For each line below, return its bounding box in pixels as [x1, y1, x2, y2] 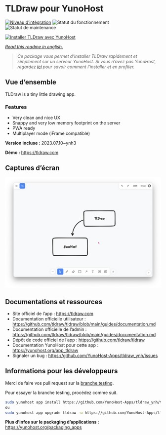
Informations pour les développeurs [5, 367, 118, 375]
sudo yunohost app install [5, 399, 61, 405]
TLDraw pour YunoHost [5, 3, 104, 14]
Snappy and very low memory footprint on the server [12, 120, 121, 126]
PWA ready [12, 125, 36, 131]
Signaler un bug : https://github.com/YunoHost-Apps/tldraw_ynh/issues [12, 353, 158, 358]
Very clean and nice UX [12, 115, 61, 121]
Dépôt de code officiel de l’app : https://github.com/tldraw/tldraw [12, 337, 145, 343]
